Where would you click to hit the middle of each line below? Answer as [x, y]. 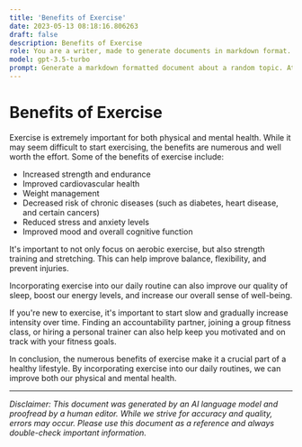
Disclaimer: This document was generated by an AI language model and [144, 404]
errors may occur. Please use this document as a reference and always [142, 423]
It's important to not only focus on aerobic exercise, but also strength [137, 249]
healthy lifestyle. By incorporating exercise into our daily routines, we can [145, 368]
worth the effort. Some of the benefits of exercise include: [117, 156]
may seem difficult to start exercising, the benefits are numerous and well [145, 147]
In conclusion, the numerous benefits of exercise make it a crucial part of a [148, 359]
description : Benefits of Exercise [76, 43]
